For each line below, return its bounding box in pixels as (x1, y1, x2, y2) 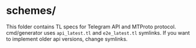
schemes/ (6, 4, 57, 17)
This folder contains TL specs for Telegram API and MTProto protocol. (6, 23, 177, 30)
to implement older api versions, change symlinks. (6, 35, 128, 42)
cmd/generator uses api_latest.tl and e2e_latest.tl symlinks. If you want (6, 29, 190, 36)
